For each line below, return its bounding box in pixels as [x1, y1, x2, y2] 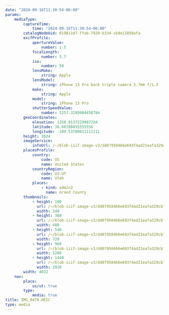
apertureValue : [32, 40, 64, 45]
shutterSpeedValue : [32, 106, 73, 111]
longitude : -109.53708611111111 [32, 129, 100, 134]
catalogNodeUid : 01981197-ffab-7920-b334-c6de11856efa [23, 31, 141, 36]
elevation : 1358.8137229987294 [32, 119, 98, 125]
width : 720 [37, 237, 59, 242]
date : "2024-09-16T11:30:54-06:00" [5, 7, 80, 13]
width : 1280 [37, 251, 62, 256]
